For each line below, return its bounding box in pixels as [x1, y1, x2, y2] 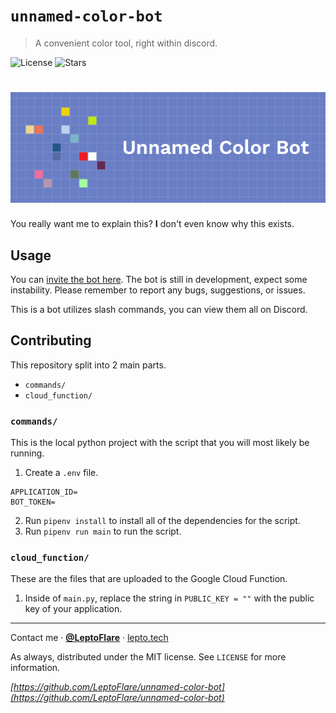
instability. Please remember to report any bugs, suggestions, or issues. [10, 284, 306, 296]
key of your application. [24, 603, 123, 615]
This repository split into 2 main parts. [10, 359, 167, 371]
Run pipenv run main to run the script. [24, 525, 182, 538]
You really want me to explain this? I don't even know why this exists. [10, 218, 295, 230]
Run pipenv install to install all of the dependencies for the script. [24, 515, 301, 527]
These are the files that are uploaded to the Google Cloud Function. [10, 573, 288, 585]
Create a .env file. [24, 467, 99, 479]
